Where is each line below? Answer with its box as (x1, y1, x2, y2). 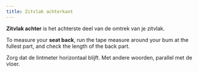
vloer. (6, 60, 20, 67)
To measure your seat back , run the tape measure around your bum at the (6, 36, 189, 43)
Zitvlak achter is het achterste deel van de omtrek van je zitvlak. (6, 25, 165, 32)
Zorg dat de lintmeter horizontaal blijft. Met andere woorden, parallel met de (6, 54, 193, 61)
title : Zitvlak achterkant (6, 8, 73, 15)
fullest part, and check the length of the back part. (6, 42, 130, 50)
